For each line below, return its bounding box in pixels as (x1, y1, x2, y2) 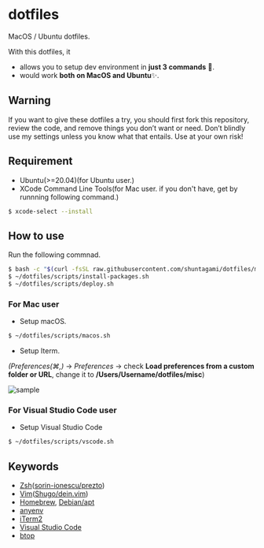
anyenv (19, 506, 44, 516)
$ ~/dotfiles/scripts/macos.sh (8, 332, 111, 340)
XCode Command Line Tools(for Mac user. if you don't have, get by (19, 184, 238, 193)
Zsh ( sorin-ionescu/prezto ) (19, 481, 105, 490)
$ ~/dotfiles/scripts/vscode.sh (8, 438, 114, 446)
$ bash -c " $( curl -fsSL (8, 266, 90, 274)
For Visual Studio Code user (8, 404, 117, 416)
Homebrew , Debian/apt (19, 498, 95, 507)
